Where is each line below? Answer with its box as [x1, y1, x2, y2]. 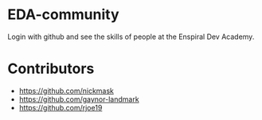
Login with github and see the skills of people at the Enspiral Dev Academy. [7, 32, 255, 41]
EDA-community [7, 6, 120, 24]
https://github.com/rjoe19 [18, 103, 103, 112]
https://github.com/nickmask [18, 86, 115, 95]
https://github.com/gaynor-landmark [18, 94, 140, 104]
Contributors [7, 60, 95, 78]
